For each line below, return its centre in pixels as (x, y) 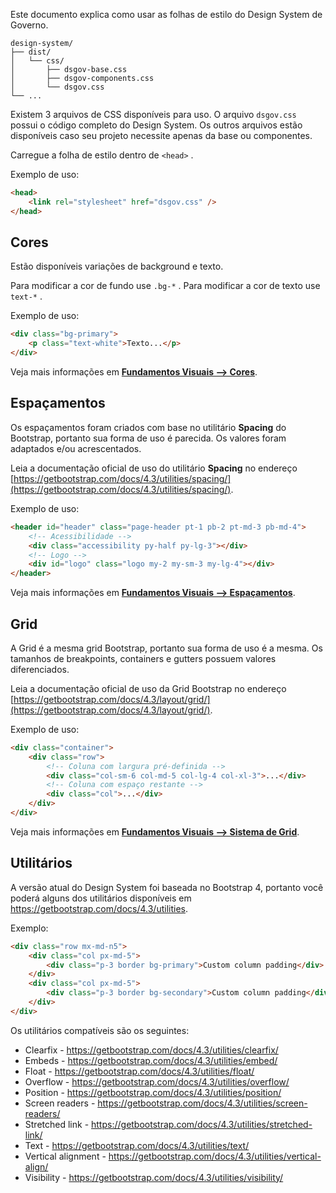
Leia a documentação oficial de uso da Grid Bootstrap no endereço (148, 688)
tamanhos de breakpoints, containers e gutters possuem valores (143, 658)
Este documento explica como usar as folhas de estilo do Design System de (166, 14)
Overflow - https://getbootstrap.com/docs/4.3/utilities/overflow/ (157, 1081)
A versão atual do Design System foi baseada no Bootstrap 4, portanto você (167, 887)
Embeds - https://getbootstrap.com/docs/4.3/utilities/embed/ (151, 1060)
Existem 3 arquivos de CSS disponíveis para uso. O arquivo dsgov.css (153, 114)
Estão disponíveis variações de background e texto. (117, 266)
